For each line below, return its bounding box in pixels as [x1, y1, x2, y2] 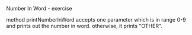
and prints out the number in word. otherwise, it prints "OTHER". [6, 23, 163, 29]
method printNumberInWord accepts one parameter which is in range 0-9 [6, 16, 186, 23]
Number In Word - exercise [6, 5, 72, 12]
